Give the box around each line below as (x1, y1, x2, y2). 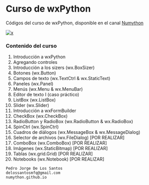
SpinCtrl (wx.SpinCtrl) (13, 124, 59, 130)
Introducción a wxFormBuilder (13, 107, 77, 114)
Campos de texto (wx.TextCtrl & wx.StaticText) (13, 76, 110, 82)
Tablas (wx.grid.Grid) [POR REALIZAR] (13, 151, 93, 157)
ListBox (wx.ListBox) (13, 97, 56, 103)
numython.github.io (6, 175, 47, 180)
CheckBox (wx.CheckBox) (13, 113, 68, 119)
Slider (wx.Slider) (13, 102, 50, 108)
